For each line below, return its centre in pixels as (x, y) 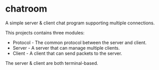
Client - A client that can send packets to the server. (67, 53)
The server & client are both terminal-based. (52, 63)
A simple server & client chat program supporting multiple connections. (80, 23)
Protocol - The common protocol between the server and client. (79, 42)
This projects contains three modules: (45, 32)
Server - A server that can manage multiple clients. (66, 48)
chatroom (26, 9)
